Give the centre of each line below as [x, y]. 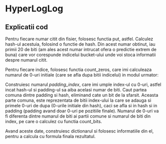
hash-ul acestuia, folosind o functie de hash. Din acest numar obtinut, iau [80, 44]
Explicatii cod [27, 27]
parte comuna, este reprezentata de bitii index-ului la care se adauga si [78, 100]
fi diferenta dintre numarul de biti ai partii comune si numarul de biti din [78, 116]
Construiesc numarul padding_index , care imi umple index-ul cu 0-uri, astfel [83, 84]
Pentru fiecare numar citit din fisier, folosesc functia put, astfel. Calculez [79, 39]
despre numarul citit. [26, 60]
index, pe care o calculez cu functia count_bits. [54, 121]
